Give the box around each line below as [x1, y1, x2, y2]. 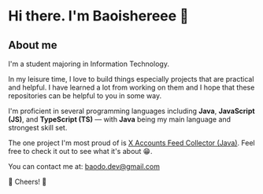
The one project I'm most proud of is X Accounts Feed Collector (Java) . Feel [8, 138, 255, 148]
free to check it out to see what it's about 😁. [8, 147, 153, 156]
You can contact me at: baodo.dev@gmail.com [8, 162, 160, 171]
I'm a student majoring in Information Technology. [8, 59, 169, 68]
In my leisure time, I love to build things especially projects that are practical [8, 75, 254, 83]
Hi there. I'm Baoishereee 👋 [8, 7, 189, 25]
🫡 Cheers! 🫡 [8, 177, 47, 186]
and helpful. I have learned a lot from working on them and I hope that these [8, 82, 255, 92]
